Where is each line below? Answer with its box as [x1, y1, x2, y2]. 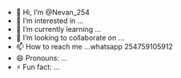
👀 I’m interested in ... [15, 16, 84, 25]
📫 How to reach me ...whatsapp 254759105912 [15, 42, 174, 51]
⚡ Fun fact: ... [15, 62, 60, 72]
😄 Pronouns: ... [15, 53, 68, 63]
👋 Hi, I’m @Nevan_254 [15, 8, 90, 17]
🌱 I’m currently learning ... [15, 25, 102, 33]
